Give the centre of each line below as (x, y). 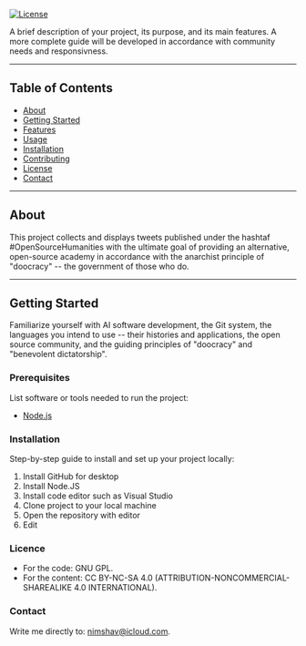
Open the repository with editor (82, 516)
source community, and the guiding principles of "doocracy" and (131, 344)
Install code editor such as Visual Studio (97, 496)
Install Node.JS (51, 487)
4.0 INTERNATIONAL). (116, 588)
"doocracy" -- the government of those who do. (99, 266)
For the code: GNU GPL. (68, 569)
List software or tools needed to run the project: (99, 397)
